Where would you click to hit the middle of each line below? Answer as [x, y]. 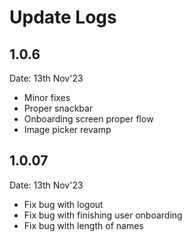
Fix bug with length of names [83, 225]
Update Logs [63, 17]
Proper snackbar [58, 108]
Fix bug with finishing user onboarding [103, 215]
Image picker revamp [67, 129]
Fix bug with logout [63, 204]
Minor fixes [47, 97]
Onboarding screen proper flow [88, 119]
